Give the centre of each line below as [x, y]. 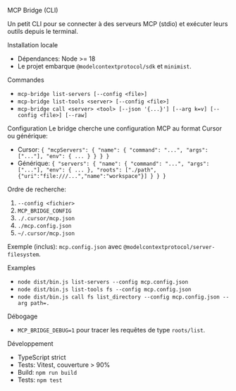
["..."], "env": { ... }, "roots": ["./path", [87, 170]
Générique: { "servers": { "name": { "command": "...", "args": [113, 163]
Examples [21, 268]
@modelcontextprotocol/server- [169, 247]
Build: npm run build [47, 372]
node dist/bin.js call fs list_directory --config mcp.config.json [118, 297]
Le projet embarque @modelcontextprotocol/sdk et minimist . [104, 66]
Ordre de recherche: [37, 189]
